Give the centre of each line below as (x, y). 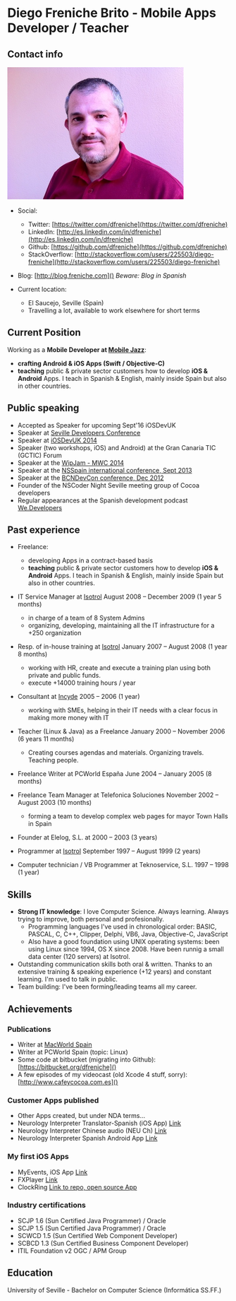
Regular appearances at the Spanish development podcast (103, 500)
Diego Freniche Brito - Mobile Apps (112, 13)
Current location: (42, 289)
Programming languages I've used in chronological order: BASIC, (122, 926)
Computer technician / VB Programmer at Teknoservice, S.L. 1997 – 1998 (123, 865)
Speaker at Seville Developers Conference (79, 432)
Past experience (44, 530)
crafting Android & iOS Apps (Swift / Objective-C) (91, 363)
